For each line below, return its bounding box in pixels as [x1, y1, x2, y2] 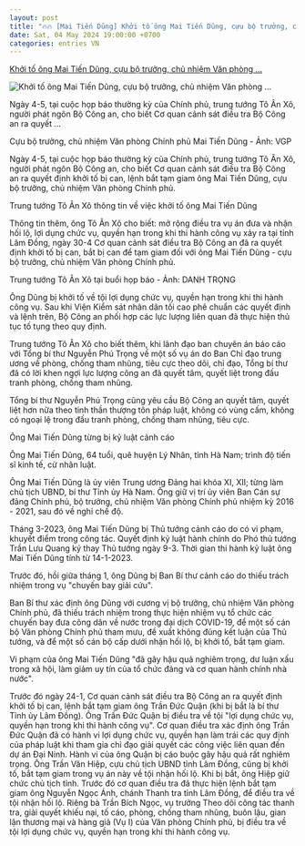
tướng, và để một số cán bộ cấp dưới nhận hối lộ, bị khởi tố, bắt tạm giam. [9, 637, 285, 647]
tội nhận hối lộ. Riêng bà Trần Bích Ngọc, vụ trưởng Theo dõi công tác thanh [9, 798, 295, 809]
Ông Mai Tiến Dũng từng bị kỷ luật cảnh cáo [9, 432, 175, 443]
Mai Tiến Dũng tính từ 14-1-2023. [9, 553, 134, 564]
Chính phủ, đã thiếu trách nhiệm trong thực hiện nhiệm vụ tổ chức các [9, 607, 273, 618]
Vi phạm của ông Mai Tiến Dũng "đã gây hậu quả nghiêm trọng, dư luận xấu [9, 654, 294, 665]
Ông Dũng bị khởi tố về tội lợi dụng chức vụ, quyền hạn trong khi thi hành [9, 292, 284, 303]
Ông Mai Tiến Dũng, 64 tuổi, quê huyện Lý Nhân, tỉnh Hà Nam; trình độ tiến [9, 450, 291, 461]
